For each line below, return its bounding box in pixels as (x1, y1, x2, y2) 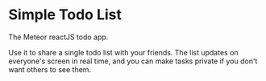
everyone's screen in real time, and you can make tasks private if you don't (8, 56, 258, 66)
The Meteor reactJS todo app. (8, 32, 109, 42)
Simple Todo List (8, 6, 123, 24)
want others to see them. (8, 64, 91, 74)
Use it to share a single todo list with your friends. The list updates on (8, 47, 239, 57)
